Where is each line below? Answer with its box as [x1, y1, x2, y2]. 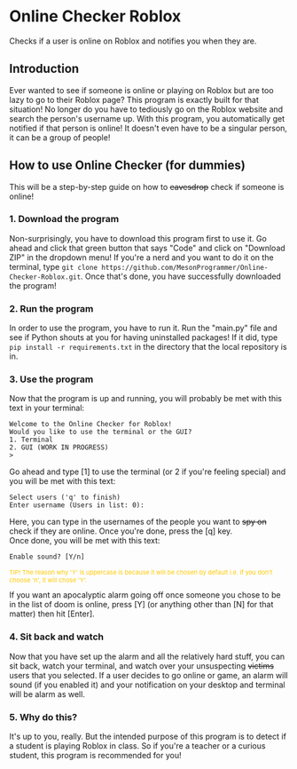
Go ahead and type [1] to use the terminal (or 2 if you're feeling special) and [9, 466, 286, 477]
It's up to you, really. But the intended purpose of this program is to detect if [9, 731, 286, 742]
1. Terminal [9, 435, 53, 445]
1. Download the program [9, 213, 120, 226]
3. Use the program [9, 373, 94, 385]
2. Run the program [9, 302, 94, 314]
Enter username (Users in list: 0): [9, 501, 145, 510]
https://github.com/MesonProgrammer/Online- [101, 263, 269, 272]
